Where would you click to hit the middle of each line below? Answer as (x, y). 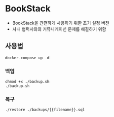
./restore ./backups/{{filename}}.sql (45, 110)
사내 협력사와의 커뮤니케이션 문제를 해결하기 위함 (59, 29)
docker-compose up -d (27, 58)
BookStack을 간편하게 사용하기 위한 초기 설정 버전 (61, 23)
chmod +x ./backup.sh (27, 82)
